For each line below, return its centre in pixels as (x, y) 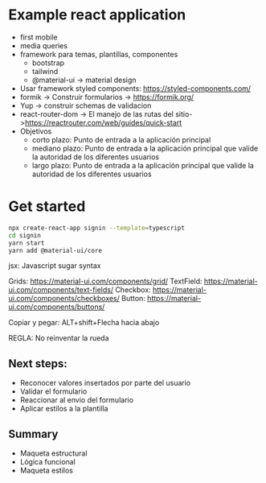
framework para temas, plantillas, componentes (99, 54)
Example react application (97, 15)
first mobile (39, 37)
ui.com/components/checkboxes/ (64, 299)
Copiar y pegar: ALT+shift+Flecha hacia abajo (84, 323)
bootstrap (48, 63)
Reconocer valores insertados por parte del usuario (105, 383)
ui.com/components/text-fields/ (61, 290)
